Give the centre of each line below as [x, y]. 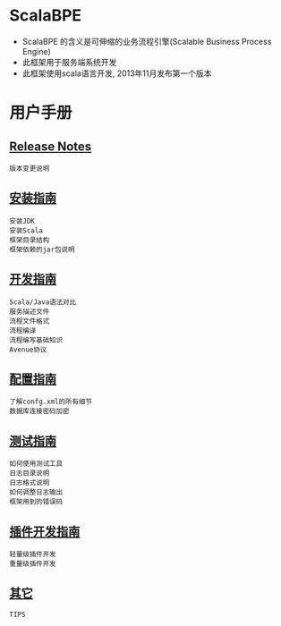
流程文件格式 [30, 321]
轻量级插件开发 [33, 554]
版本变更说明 [30, 168]
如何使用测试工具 [36, 464]
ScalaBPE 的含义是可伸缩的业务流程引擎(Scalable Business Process [147, 41]
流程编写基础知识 [36, 340]
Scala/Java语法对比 [43, 302]
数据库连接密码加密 [39, 411]
